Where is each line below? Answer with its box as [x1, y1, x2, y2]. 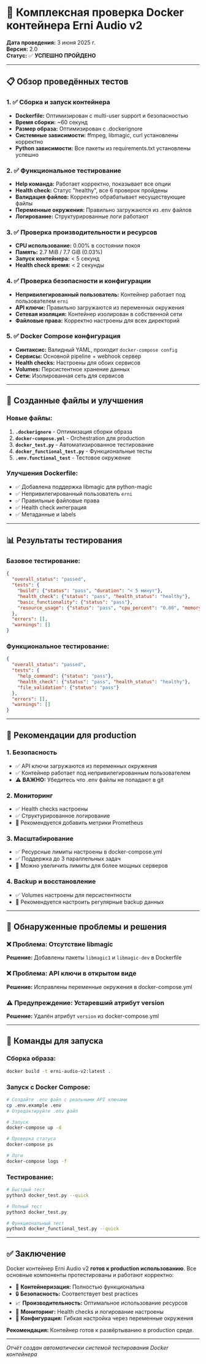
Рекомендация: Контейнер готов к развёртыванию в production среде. [6, 1327, 194, 1334]
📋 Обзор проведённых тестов [6, 77, 129, 87]
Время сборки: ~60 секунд [15, 118, 88, 126]
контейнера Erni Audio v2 [6, 18, 143, 32]
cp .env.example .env [6, 1102, 62, 1108]
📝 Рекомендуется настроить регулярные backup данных [15, 898, 164, 906]
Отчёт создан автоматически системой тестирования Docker [6, 1344, 169, 1352]
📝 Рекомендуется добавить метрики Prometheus [15, 819, 143, 827]
